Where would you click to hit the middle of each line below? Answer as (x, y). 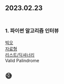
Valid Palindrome (22, 60)
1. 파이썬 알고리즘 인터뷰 (32, 31)
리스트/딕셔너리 (20, 55)
